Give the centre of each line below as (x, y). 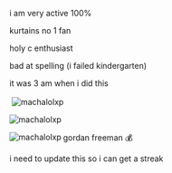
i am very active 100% (51, 13)
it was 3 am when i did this (59, 83)
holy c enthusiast (42, 48)
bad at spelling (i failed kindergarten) (78, 66)
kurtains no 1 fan (40, 30)
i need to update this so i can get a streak (86, 159)
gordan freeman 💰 (98, 137)
